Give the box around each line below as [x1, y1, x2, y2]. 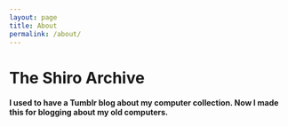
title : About [9, 21, 58, 30]
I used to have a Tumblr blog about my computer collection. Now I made [9, 98, 279, 108]
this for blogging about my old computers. [9, 107, 169, 118]
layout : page [9, 12, 58, 22]
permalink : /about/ [9, 29, 82, 38]
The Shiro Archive [9, 67, 145, 88]
